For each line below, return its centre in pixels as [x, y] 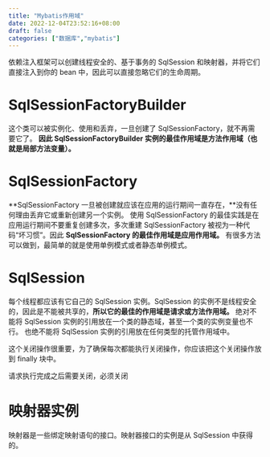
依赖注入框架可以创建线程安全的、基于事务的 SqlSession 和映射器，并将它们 [134, 62]
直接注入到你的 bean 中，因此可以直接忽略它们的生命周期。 [106, 72]
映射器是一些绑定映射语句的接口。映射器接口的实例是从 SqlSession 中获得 [131, 435]
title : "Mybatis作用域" [46, 16]
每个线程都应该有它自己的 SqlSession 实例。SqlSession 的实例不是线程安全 [133, 302]
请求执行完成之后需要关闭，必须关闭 [68, 376]
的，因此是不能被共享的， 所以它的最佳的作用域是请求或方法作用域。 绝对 [129, 311]
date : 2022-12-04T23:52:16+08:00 [64, 23]
